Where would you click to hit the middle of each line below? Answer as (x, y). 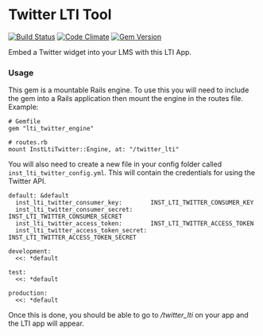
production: (28, 293)
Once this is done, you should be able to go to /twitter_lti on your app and (128, 315)
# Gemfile (25, 122)
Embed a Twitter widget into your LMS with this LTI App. (100, 52)
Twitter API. (27, 182)
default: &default (39, 196)
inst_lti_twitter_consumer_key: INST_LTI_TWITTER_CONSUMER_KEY (135, 203)
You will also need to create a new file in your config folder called (115, 164)
